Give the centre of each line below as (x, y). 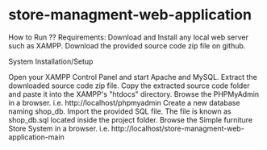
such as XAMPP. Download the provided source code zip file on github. (127, 45)
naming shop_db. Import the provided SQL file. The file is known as (120, 111)
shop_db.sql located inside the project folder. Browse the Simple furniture (130, 119)
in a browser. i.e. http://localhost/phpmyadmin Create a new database (124, 102)
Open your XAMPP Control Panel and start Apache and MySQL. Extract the (133, 77)
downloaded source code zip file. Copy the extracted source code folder (129, 85)
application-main (36, 137)
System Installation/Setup (51, 61)
